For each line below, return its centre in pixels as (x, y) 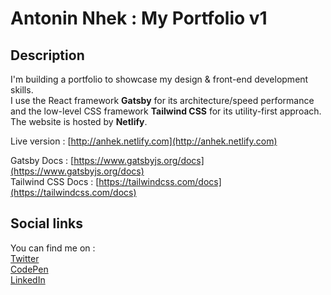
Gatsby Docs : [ (42, 160)
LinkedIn (28, 279)
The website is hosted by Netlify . (79, 121)
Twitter (25, 258)
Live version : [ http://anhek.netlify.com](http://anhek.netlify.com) (144, 141)
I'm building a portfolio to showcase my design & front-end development (159, 79)
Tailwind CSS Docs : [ (55, 181)
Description (47, 55)
